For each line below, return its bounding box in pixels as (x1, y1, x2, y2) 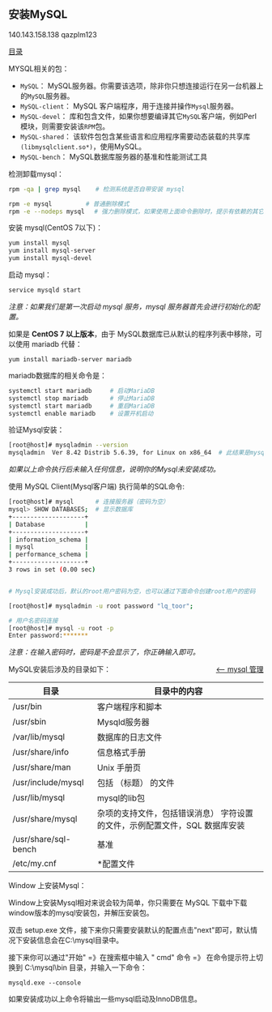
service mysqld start (8, 286, 82, 294)
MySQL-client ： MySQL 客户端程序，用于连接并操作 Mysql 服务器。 (19, 100, 239, 111)
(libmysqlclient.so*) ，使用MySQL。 (19, 141, 147, 152)
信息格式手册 (96, 747, 147, 758)
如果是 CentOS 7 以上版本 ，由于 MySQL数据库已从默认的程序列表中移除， (8, 329, 256, 339)
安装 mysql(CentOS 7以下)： (8, 223, 104, 233)
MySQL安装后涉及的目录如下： (8, 664, 112, 674)
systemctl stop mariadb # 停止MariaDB (8, 394, 155, 403)
